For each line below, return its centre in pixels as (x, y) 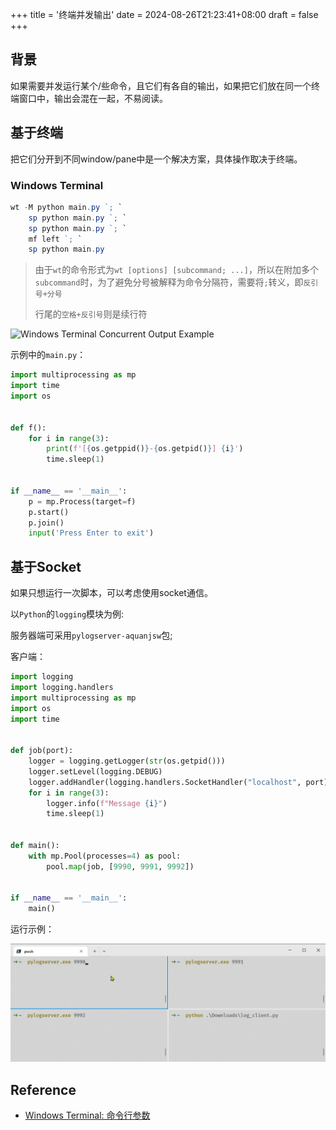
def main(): (35, 846)
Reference (43, 1089)
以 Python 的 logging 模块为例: (67, 614)
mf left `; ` (55, 239)
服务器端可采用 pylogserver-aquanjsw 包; (91, 635)
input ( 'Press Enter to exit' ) (91, 533)
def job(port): (42, 751)
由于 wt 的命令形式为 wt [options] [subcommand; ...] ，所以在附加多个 (176, 270)
